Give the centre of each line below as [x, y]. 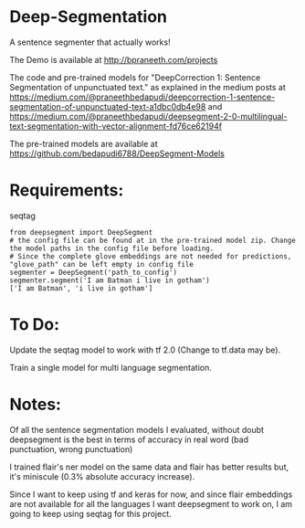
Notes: [36, 405]
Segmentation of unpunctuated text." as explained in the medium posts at [147, 87]
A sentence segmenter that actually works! [90, 42]
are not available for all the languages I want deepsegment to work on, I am [151, 503]
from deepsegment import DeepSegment [81, 232]
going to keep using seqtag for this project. [90, 513]
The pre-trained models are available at [84, 143]
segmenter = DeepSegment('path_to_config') [94, 272]
